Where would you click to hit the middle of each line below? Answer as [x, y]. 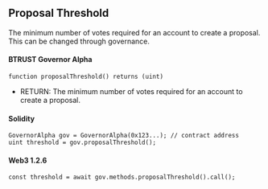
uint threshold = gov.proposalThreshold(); [82, 143]
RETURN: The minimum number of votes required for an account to [131, 92]
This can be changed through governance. [79, 41]
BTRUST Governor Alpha [50, 60]
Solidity [21, 118]
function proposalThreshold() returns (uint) [86, 77]
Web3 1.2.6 [28, 160]
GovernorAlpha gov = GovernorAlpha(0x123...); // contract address [124, 136]
